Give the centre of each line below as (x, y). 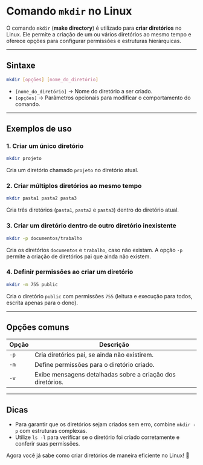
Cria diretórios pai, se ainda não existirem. (94, 355)
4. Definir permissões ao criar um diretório (70, 272)
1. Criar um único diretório (45, 146)
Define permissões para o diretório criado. (95, 364)
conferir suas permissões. (47, 444)
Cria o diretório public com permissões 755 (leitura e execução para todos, (99, 296)
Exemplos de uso (39, 129)
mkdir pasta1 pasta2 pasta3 (42, 198)
